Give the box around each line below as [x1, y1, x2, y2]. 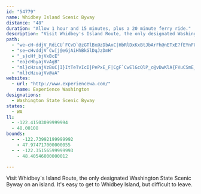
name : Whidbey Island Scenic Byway [6, 14, 95, 20]
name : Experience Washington [17, 87, 90, 93]
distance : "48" [6, 20, 44, 26]
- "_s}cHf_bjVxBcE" [11, 53, 60, 59]
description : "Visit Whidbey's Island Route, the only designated [6, 31, 175, 37]
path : [6, 36, 20, 42]
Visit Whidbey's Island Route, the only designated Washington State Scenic [6, 174, 191, 182]
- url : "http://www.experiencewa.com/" [11, 81, 111, 87]
